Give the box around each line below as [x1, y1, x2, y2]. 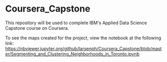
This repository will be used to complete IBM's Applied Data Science [5, 20, 147, 26]
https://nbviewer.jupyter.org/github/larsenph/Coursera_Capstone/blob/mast [5, 45, 162, 51]
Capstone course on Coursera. [5, 25, 69, 31]
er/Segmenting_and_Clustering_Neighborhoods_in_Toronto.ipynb [5, 51, 140, 57]
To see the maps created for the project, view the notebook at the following [5, 35, 161, 41]
